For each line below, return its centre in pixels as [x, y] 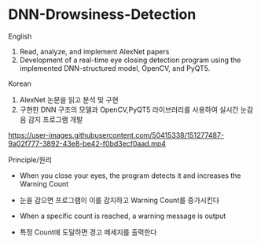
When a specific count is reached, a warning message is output [123, 216]
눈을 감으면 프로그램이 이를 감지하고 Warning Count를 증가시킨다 [119, 200]
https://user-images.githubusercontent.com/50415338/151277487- [116, 135]
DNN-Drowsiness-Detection [102, 15]
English [20, 36]
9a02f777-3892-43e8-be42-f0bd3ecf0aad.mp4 [87, 143]
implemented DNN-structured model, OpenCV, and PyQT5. [115, 68]
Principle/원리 [30, 160]
